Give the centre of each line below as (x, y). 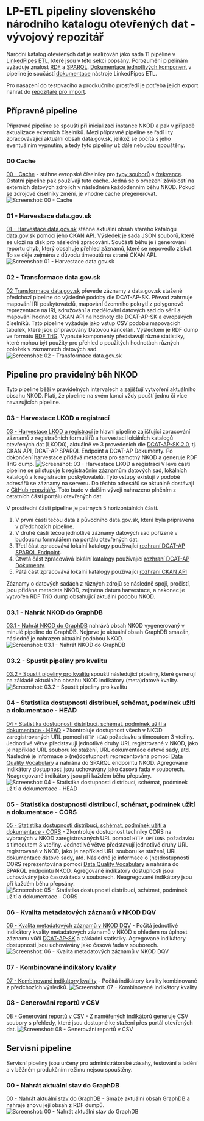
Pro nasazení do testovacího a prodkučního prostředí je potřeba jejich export (102, 85)
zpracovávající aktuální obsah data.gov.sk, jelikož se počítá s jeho (89, 138)
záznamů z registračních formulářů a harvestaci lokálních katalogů (90, 438)
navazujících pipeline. (33, 402)
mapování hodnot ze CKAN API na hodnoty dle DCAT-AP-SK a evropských (100, 317)
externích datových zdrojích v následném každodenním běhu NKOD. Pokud (100, 187)
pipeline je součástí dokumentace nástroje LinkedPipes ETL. (82, 73)
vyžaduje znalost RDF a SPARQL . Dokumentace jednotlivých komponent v (99, 67)
